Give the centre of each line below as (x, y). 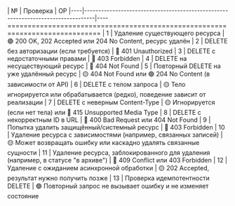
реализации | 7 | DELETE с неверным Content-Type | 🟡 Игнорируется (111, 102)
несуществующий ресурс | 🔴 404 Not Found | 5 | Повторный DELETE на (114, 66)
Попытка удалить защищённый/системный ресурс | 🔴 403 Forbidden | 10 (116, 127)
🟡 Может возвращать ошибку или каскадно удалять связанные (103, 143)
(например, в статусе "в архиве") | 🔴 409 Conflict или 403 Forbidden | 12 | (117, 160)
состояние (23, 196)
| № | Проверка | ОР (38, 11)
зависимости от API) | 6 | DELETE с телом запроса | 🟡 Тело (96, 84)
